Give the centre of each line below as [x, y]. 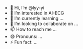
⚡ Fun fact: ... [24, 42]
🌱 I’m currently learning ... [37, 18]
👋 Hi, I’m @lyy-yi [27, 8]
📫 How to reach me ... [33, 29]
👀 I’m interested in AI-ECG [37, 13]
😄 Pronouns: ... [26, 36]
